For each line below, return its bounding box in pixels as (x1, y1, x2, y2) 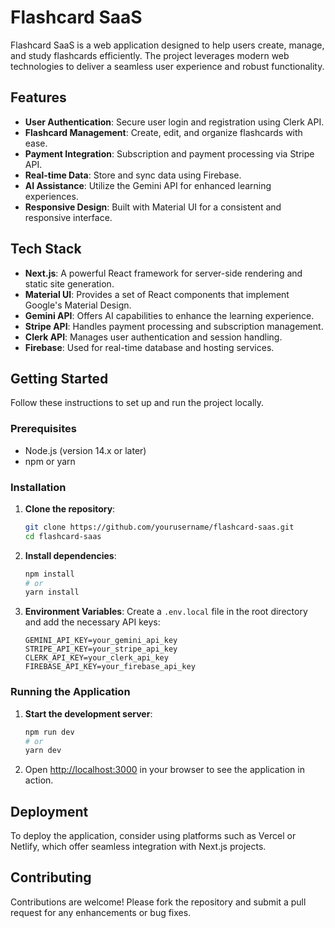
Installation (10, 480, 67, 494)
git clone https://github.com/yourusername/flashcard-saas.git (24, 522, 295, 532)
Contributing (10, 869, 92, 886)
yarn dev (24, 746, 62, 756)
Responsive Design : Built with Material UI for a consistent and (24, 201, 282, 213)
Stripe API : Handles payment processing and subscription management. (24, 320, 324, 332)
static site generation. (24, 277, 115, 290)
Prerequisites (10, 422, 77, 436)
